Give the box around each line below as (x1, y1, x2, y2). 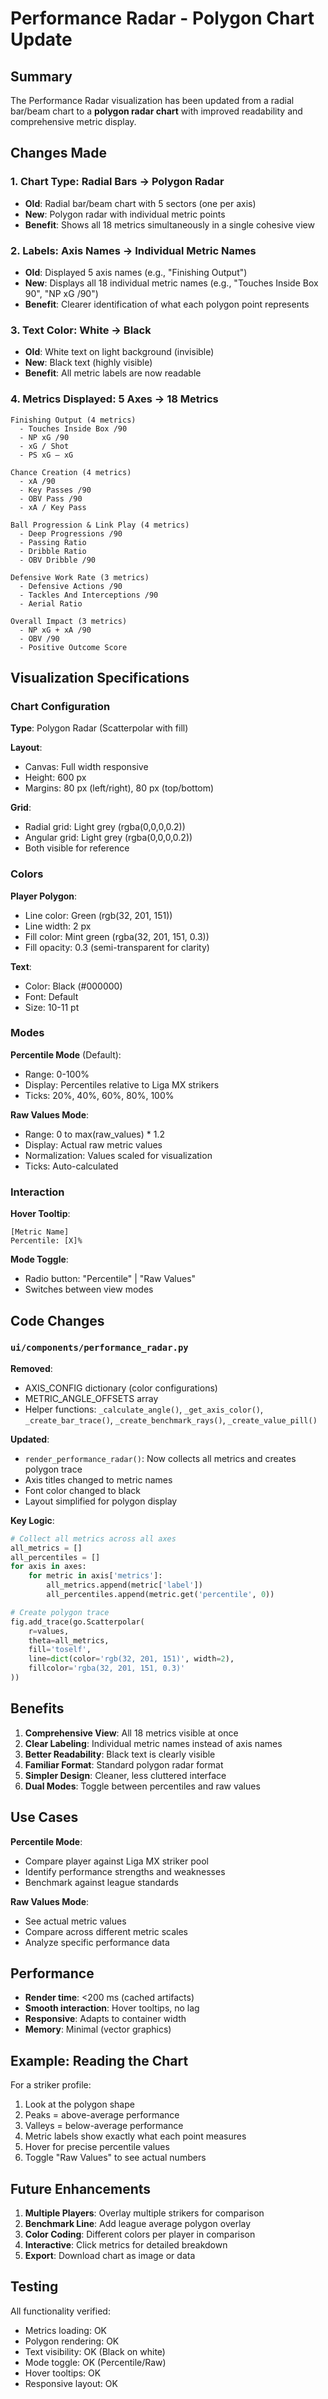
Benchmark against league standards (24, 1876, 179, 1888)
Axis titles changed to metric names (24, 1473, 173, 1486)
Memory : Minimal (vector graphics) (24, 2023, 172, 2036)
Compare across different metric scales (24, 1925, 188, 1937)
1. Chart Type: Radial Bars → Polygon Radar (10, 175, 225, 189)
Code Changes (10, 1312, 105, 1329)
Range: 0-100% (24, 1068, 90, 1080)
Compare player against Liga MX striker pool (24, 1855, 209, 1867)
